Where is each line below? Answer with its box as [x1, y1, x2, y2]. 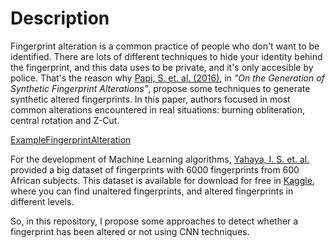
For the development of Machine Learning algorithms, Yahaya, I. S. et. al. [10, 153, 310, 165]
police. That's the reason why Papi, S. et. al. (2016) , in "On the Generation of [10, 72, 325, 84]
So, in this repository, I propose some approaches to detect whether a [10, 215, 299, 227]
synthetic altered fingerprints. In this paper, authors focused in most [10, 93, 291, 105]
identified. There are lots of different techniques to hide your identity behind [10, 50, 323, 62]
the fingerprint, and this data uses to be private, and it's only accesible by [10, 61, 314, 73]
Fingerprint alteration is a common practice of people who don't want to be [10, 40, 320, 52]
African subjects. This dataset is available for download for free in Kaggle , [10, 174, 315, 186]
